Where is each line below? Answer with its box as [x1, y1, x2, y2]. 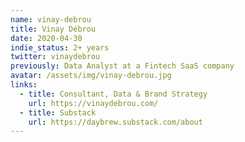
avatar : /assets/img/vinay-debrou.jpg [10, 71, 172, 81]
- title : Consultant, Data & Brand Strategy [19, 89, 208, 99]
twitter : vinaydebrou [10, 52, 101, 62]
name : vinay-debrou [10, 14, 92, 25]
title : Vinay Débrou [10, 24, 97, 34]
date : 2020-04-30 [10, 33, 83, 43]
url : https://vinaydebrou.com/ [28, 98, 159, 108]
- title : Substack [19, 107, 97, 118]
